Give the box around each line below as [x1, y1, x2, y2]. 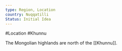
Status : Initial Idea [5, 16, 51, 21]
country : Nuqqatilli [5, 12, 49, 17]
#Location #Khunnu [5, 30, 47, 36]
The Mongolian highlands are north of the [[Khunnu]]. [5, 40, 118, 46]
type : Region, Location [5, 7, 56, 12]
